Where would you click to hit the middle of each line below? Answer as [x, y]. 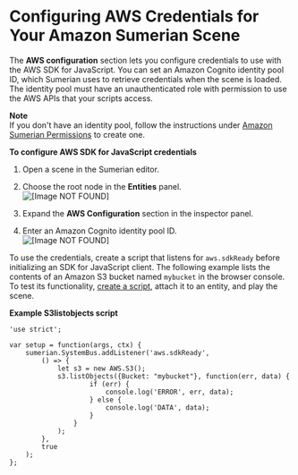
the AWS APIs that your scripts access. [81, 98]
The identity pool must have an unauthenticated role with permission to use [149, 89]
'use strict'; [36, 329]
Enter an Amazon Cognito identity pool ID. [99, 231]
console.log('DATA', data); [158, 407]
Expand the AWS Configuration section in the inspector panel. [137, 213]
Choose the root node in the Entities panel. [102, 186]
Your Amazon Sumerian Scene [125, 35]
